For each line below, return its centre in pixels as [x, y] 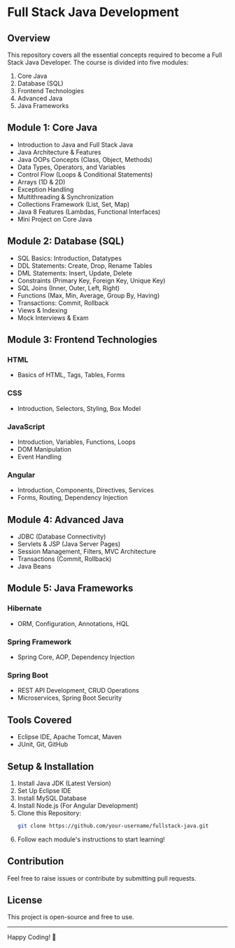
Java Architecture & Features [59, 152]
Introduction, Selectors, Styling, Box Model [79, 408]
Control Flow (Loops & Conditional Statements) [85, 174]
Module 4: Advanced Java [66, 520]
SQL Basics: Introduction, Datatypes [70, 258]
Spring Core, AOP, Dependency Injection [76, 657]
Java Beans [34, 567]
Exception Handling [45, 189]
